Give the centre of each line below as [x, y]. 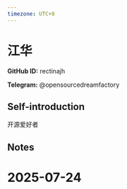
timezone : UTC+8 [31, 14]
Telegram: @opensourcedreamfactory [64, 85]
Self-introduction [46, 106]
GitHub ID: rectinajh [36, 71]
